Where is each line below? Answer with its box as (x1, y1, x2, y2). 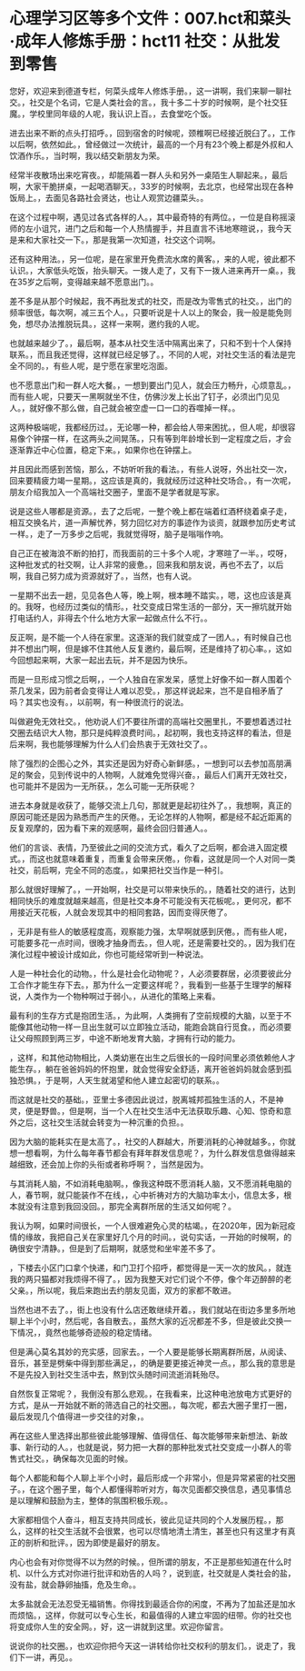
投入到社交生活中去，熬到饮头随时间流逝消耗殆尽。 (33, 1368, 224, 1379)
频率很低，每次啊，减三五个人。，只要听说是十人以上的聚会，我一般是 (9, 306, 268, 318)
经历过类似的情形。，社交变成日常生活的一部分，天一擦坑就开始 (56, 601, 292, 612)
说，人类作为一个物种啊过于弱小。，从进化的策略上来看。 (9, 990, 221, 1001)
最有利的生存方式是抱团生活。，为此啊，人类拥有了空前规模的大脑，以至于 (9, 1010, 284, 1020)
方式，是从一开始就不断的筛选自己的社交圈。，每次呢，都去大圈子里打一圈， (9, 1399, 292, 1410)
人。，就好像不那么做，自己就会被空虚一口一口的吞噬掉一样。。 (9, 402, 241, 413)
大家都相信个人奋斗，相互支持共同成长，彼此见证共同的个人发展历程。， (9, 1514, 276, 1525)
